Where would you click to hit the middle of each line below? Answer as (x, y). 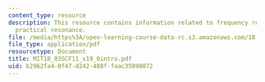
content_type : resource (47, 15)
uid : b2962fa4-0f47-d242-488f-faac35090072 (81, 66)
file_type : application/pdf (54, 45)
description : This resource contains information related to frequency (128, 23)
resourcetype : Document (47, 52)
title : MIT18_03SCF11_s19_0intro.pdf (70, 59)
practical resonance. (51, 30)
